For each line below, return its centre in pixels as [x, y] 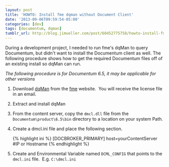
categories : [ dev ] [24, 24]
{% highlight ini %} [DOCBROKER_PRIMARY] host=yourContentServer [85, 138]
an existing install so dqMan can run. [43, 64]
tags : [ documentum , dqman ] [33, 29]
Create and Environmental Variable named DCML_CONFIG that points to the [87, 154]
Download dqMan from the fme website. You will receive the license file [87, 89]
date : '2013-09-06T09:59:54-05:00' [43, 19]
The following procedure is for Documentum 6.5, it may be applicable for [81, 73]
